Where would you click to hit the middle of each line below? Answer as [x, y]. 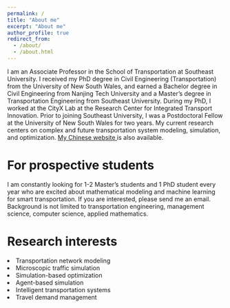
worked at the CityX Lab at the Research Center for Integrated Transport [110, 108]
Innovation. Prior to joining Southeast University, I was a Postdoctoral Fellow [115, 115]
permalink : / [26, 13]
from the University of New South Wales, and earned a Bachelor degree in [112, 86]
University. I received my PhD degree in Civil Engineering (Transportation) [112, 79]
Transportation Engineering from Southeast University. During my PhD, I [109, 101]
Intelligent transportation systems [64, 289]
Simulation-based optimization [59, 275]
